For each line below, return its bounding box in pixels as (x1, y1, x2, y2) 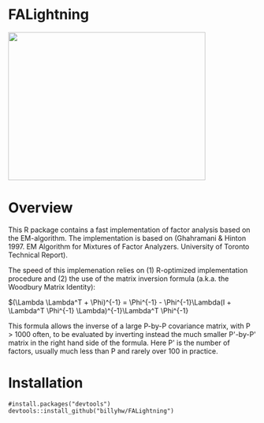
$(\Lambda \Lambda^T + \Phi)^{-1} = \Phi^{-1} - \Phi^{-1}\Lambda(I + (8, 298, 232, 307)
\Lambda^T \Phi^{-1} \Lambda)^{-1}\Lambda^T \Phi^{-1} (8, 305, 189, 315)
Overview (8, 199, 73, 217)
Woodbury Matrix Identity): (8, 282, 96, 291)
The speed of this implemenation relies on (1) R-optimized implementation (8, 265, 248, 275)
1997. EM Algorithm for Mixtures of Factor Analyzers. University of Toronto (8, 241, 250, 251)
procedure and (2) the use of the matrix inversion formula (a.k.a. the (8, 274, 229, 283)
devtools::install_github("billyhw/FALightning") (8, 406, 175, 415)
